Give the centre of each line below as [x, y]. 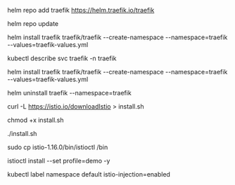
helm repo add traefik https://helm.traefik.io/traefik [81, 10]
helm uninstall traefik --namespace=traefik [69, 93]
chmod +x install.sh [36, 120]
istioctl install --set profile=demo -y [59, 161]
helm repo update [33, 23]
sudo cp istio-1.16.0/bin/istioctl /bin [58, 147]
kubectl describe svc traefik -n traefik [62, 58]
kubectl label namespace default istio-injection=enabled [89, 174]
